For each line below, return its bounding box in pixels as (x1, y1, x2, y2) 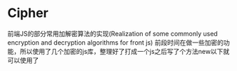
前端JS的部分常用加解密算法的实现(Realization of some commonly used (7, 29, 218, 38)
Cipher (7, 5, 49, 21)
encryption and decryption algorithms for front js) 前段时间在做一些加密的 (7, 38, 223, 47)
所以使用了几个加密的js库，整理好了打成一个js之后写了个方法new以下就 (19, 47, 230, 55)
